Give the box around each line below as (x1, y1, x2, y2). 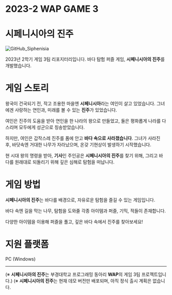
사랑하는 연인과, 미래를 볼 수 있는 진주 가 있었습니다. (14, 107, 117, 113)
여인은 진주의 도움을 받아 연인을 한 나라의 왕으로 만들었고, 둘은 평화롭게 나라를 (5, 118, 161, 124)
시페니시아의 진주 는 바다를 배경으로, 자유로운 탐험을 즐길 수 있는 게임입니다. (5, 197, 155, 203)
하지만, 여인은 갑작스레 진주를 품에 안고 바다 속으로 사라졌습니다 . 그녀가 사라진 (5, 135, 161, 141)
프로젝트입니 (141, 271, 166, 278)
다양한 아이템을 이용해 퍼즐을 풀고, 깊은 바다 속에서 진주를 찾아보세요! (5, 219, 143, 225)
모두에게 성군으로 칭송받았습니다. (18, 124, 85, 131)
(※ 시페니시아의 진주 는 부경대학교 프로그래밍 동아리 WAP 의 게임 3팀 (5, 271, 141, 278)
